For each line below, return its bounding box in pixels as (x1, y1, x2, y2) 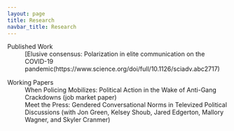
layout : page (7, 10, 46, 18)
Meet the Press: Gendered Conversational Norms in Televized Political (25, 101, 228, 109)
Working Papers (7, 78, 54, 87)
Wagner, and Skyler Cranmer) (25, 116, 111, 124)
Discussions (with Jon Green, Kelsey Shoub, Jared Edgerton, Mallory (25, 108, 224, 116)
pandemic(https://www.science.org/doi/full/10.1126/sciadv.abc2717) (25, 64, 221, 74)
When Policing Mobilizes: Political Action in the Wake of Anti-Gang (25, 85, 217, 95)
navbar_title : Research (7, 23, 77, 30)
